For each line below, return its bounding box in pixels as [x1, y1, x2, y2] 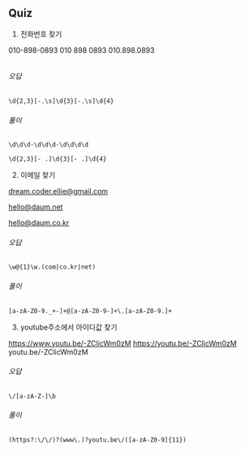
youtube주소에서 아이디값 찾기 [19, 322, 118, 332]
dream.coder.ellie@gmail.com [8, 187, 108, 196]
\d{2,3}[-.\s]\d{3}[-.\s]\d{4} [8, 97, 114, 105]
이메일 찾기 [19, 170, 56, 180]
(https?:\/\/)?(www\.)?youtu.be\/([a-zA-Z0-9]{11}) [8, 436, 187, 445]
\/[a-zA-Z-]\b [8, 392, 57, 400]
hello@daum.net [8, 202, 63, 212]
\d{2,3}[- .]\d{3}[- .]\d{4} [8, 155, 107, 163]
